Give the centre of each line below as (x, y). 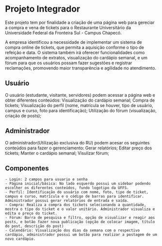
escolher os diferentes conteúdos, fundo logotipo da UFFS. (67, 188)
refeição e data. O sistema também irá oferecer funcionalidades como (75, 53)
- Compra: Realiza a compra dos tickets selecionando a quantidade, (76, 205)
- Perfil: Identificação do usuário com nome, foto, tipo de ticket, (77, 192)
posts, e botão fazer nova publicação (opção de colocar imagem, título (80, 222)
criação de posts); (23, 116)
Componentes (27, 168)
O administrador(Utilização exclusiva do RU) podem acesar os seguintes (77, 142)
